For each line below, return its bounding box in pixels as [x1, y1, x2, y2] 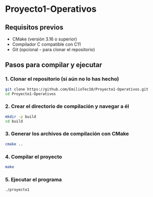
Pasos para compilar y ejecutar [5, 61, 102, 69]
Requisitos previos [5, 23, 63, 32]
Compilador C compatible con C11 [12, 41, 81, 47]
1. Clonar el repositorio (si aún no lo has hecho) [5, 75, 119, 82]
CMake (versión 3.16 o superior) [12, 36, 77, 42]
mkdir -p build [5, 114, 36, 119]
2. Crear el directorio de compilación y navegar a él [5, 103, 129, 110]
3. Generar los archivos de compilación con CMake [5, 131, 129, 137]
